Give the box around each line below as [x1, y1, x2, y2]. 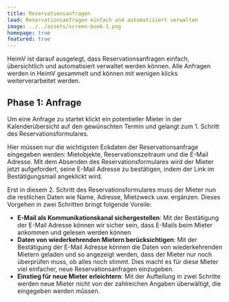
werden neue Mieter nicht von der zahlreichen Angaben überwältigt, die [17, 279, 221, 288]
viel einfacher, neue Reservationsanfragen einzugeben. [17, 265, 174, 273]
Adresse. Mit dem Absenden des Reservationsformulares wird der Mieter [7, 157, 214, 165]
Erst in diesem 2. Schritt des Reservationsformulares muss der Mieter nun [7, 185, 217, 194]
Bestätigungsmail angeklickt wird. [7, 172, 103, 180]
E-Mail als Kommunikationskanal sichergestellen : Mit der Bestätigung [17, 213, 219, 221]
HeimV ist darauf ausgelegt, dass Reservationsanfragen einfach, [7, 54, 190, 63]
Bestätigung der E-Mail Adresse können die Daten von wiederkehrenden [17, 243, 223, 251]
